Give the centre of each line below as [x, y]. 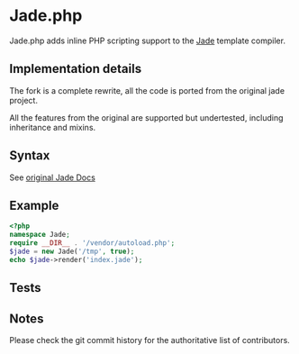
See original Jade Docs [53, 177]
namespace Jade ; [40, 235]
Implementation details [76, 69]
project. [24, 100]
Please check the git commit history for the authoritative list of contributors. [149, 340]
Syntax [30, 155]
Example [34, 205]
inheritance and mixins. [53, 127]
